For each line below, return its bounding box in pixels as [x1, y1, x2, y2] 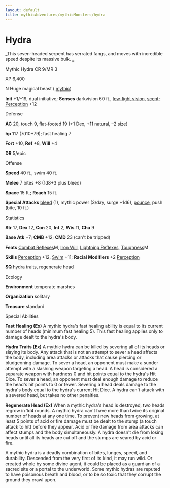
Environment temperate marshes [5, 284, 75, 290]
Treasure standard [5, 303, 45, 310]
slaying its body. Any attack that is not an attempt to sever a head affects [5, 349, 158, 355]
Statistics [5, 215, 25, 221]
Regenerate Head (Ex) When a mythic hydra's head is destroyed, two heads [5, 402, 165, 408]
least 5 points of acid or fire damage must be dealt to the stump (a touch [5, 418, 157, 424]
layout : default [5, 7, 40, 13]
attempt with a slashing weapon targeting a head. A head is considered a [5, 365, 158, 372]
